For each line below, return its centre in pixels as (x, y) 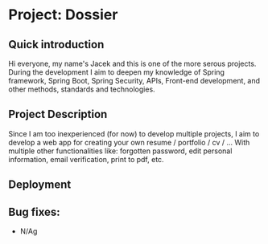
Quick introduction (56, 45)
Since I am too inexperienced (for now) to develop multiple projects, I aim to (134, 133)
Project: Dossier (63, 15)
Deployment (40, 185)
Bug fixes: (34, 211)
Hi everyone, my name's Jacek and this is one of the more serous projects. (132, 63)
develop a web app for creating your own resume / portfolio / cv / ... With (129, 142)
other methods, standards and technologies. (82, 89)
